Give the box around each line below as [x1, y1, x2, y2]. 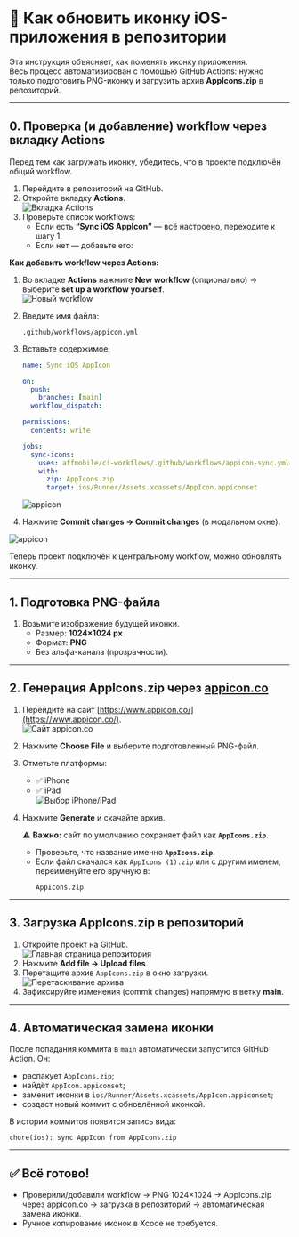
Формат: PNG [35, 636, 87, 648]
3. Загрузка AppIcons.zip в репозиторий [9, 916, 245, 931]
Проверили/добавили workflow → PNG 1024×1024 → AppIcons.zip [21, 1190, 272, 1201]
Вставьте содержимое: [21, 343, 111, 354]
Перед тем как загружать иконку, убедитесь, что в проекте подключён [9, 156, 282, 167]
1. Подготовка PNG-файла [9, 594, 161, 610]
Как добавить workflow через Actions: [9, 257, 159, 268]
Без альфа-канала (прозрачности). [35, 646, 169, 657]
